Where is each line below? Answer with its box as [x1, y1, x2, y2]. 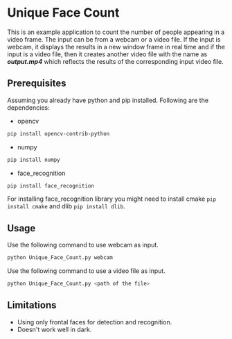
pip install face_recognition [7, 182, 95, 189]
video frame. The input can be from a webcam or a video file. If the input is [7, 35, 221, 43]
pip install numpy [7, 156, 60, 163]
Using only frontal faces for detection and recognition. [17, 317, 172, 326]
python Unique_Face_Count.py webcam [7, 254, 113, 261]
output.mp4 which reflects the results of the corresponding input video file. [7, 57, 224, 65]
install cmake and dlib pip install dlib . [7, 202, 126, 210]
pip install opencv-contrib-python [7, 130, 110, 137]
